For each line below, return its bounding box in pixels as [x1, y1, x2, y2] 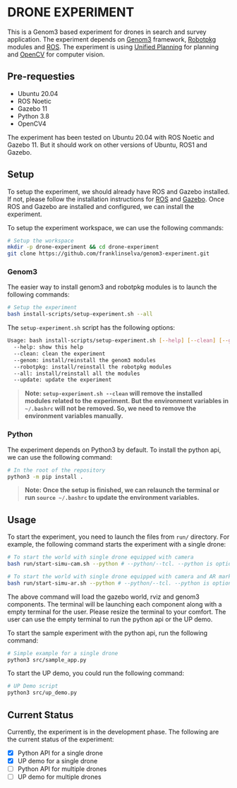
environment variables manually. [24, 412, 123, 420]
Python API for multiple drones [17, 765, 107, 773]
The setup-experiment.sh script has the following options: [7, 323, 175, 332]
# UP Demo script [7, 683, 59, 690]
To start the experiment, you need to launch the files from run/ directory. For [7, 532, 230, 541]
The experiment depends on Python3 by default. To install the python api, [7, 446, 221, 454]
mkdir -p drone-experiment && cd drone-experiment [7, 244, 159, 251]
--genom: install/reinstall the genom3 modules [13, 357, 157, 364]
